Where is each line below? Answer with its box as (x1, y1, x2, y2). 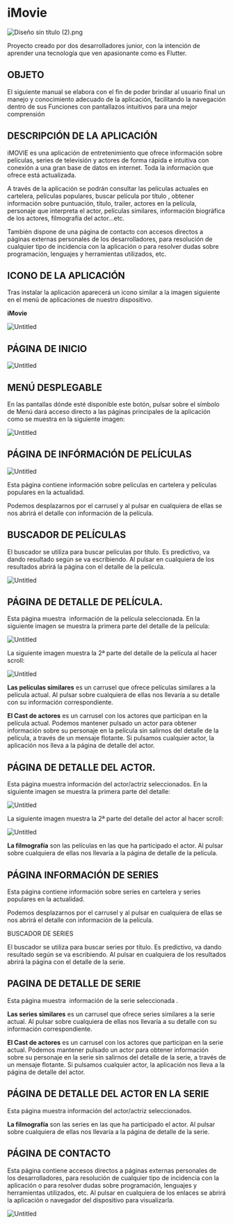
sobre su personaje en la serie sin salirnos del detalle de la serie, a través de (7, 1053, 226, 1061)
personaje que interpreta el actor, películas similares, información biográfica (7, 206, 225, 215)
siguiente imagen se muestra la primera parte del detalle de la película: (7, 622, 210, 630)
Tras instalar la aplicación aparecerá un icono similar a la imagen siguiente (7, 288, 220, 297)
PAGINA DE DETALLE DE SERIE (7, 978, 141, 990)
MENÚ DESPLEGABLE (7, 381, 102, 393)
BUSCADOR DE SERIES (7, 929, 74, 938)
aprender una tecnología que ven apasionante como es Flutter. (7, 49, 187, 57)
